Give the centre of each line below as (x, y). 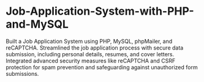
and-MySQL (37, 24)
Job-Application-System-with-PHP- (100, 11)
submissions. (22, 73)
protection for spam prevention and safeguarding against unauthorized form (102, 67)
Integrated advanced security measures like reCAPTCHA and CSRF (91, 61)
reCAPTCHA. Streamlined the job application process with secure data (95, 48)
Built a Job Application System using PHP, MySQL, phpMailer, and (89, 41)
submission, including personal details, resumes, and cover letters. (90, 54)
